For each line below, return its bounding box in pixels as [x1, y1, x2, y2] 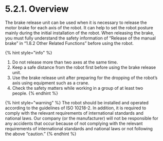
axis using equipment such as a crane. [12, 80, 90, 86]
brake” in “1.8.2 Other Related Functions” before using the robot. [5, 40, 134, 46]
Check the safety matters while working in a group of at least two [12, 85, 144, 91]
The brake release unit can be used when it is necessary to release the [5, 20, 147, 25]
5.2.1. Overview [5, 3, 69, 15]
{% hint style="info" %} [5, 50, 53, 56]
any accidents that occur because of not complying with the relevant [5, 121, 143, 126]
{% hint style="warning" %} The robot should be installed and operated [5, 100, 149, 105]
